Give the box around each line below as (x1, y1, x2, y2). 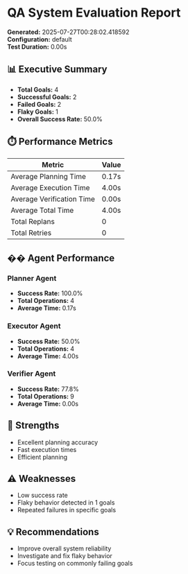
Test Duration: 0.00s (7, 42, 67, 51)
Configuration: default (7, 35, 73, 43)
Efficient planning (17, 453, 68, 461)
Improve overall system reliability (17, 544, 112, 553)
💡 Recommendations (7, 525, 99, 538)
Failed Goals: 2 (17, 100, 62, 108)
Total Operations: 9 (17, 392, 75, 400)
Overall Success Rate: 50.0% (17, 114, 103, 123)
